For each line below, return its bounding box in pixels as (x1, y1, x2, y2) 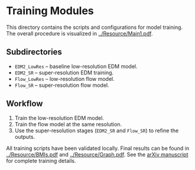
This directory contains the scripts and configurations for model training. (6, 24, 183, 31)
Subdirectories (6, 47, 62, 57)
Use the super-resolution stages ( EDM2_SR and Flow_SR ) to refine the (14, 127, 179, 134)
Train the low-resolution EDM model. (14, 114, 105, 122)
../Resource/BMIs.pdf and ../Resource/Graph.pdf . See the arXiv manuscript (6, 151, 188, 158)
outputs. (14, 133, 35, 140)
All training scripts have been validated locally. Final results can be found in (6, 145, 190, 152)
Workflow (6, 99, 43, 109)
